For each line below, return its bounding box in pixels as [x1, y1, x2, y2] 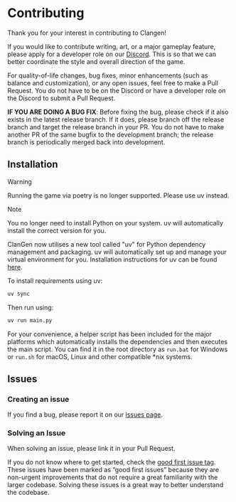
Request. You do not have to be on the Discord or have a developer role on [7, 86, 226, 95]
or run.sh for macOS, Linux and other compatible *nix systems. [7, 352, 193, 361]
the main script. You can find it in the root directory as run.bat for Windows [7, 345, 228, 353]
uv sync [7, 290, 31, 297]
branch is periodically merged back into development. [7, 137, 166, 146]
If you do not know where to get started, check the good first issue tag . [7, 458, 216, 466]
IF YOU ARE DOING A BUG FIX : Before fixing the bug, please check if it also [7, 107, 229, 116]
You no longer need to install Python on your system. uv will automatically [7, 218, 224, 227]
